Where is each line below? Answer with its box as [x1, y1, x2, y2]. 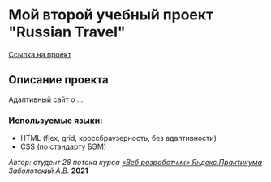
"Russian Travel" [8, 23, 126, 41]
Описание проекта [8, 73, 109, 87]
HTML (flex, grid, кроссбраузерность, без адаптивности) [19, 133, 217, 143]
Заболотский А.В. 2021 [8, 166, 88, 176]
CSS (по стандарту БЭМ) [19, 142, 107, 151]
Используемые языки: [8, 115, 103, 126]
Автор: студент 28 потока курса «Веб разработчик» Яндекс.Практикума [8, 158, 262, 167]
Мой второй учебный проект [8, 6, 213, 24]
